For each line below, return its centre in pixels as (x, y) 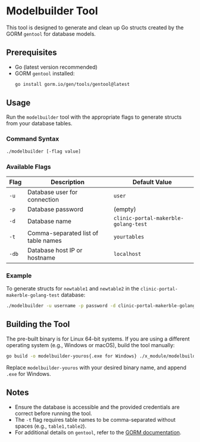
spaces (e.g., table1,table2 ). (51, 426)
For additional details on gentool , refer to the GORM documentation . (98, 432)
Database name (49, 221)
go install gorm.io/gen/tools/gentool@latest (72, 84)
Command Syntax (33, 139)
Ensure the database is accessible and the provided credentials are (97, 407)
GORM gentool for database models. (51, 33)
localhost (127, 254)
